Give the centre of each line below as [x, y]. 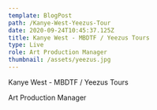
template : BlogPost [40, 15]
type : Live [26, 45]
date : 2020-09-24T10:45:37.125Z [61, 30]
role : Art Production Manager [58, 52]
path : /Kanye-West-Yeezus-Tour [60, 23]
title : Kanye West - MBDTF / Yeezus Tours [79, 38]
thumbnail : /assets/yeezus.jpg [60, 60]
